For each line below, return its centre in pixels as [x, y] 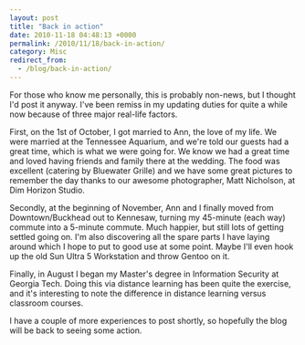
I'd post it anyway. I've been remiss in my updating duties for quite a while [148, 104]
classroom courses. [47, 303]
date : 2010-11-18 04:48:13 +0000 [73, 35]
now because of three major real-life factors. [94, 114]
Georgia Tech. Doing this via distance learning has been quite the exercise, [150, 283]
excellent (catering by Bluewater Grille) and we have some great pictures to [151, 171]
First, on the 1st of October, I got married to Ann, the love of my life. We [143, 131]
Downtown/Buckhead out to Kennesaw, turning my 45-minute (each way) [147, 217]
